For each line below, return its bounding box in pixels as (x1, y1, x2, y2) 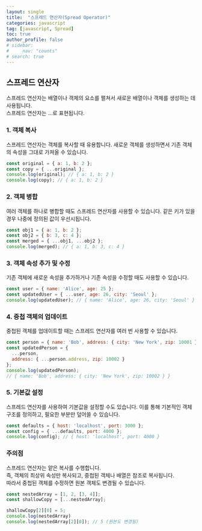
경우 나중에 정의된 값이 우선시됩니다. (6, 215, 91, 222)
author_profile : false (6, 37, 63, 43)
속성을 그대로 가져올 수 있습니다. (12, 148, 88, 155)
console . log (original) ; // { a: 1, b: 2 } (6, 172, 114, 178)
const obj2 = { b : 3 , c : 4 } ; (6, 232, 82, 238)
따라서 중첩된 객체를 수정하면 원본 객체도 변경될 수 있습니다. (6, 479, 146, 486)
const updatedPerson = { (6, 345, 69, 351)
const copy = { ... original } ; (6, 166, 85, 172)
